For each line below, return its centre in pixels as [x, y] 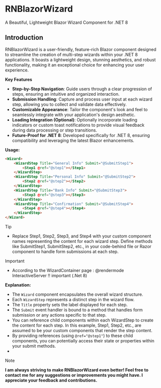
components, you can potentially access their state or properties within [83, 341]
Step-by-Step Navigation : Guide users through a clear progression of [82, 89]
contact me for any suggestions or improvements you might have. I [74, 375]
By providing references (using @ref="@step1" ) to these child [72, 336]
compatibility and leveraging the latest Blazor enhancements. [73, 140]
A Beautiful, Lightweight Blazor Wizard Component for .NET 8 [67, 22]
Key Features [19, 79]
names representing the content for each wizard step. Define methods [82, 241]
